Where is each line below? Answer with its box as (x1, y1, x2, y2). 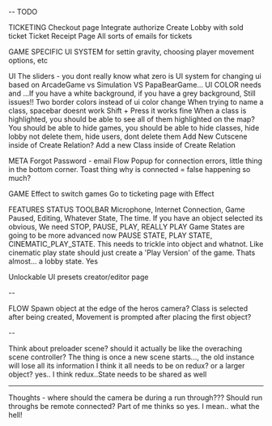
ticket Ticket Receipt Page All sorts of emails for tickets (8, 32, 193, 41)
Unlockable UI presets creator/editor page (8, 272, 149, 282)
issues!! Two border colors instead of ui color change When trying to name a (8, 97, 264, 106)
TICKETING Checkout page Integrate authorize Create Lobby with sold (8, 23, 244, 32)
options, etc (8, 56, 49, 65)
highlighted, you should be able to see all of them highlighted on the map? (8, 114, 255, 124)
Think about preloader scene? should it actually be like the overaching (8, 344, 243, 353)
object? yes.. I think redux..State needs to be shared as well (8, 369, 207, 379)
